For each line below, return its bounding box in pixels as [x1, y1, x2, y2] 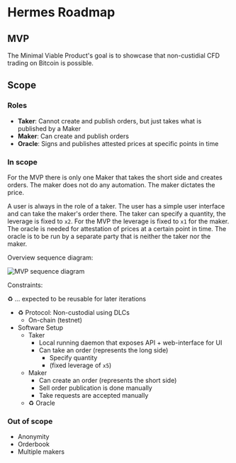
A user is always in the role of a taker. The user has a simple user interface [7, 201, 225, 210]
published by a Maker [17, 124, 82, 133]
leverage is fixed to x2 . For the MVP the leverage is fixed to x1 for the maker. [7, 217, 230, 225]
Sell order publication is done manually [38, 384, 152, 392]
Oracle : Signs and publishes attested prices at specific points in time [17, 139, 219, 147]
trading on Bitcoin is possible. [7, 59, 94, 67]
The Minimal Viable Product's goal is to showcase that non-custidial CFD [7, 51, 220, 60]
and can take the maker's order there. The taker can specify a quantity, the [7, 209, 227, 218]
